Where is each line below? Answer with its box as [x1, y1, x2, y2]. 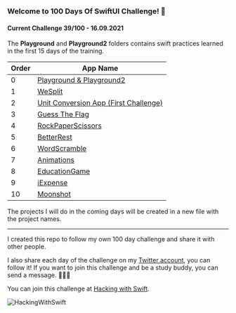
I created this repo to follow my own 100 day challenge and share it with [7, 235, 215, 244]
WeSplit [37, 87, 63, 97]
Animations [37, 155, 75, 165]
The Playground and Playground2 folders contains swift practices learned [7, 39, 223, 48]
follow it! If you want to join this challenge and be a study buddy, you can [7, 263, 218, 272]
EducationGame [37, 166, 91, 176]
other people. [7, 242, 46, 251]
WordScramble [37, 144, 87, 154]
